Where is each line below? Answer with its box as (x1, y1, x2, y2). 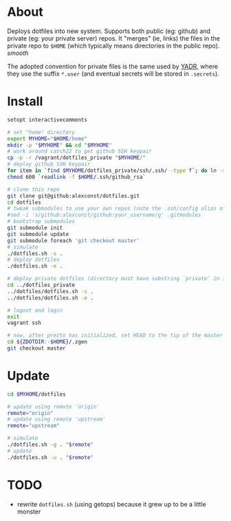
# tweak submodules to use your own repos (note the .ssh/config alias (7, 205, 217, 212)
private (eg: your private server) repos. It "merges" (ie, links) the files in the (7, 34, 220, 42)
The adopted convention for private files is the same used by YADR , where (7, 62, 219, 70)
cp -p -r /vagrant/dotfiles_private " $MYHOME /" (7, 154, 146, 162)
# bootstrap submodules (7, 218, 76, 225)
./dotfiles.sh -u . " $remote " (7, 454, 94, 461)
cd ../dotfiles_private (7, 281, 76, 288)
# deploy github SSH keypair (7, 161, 91, 168)
